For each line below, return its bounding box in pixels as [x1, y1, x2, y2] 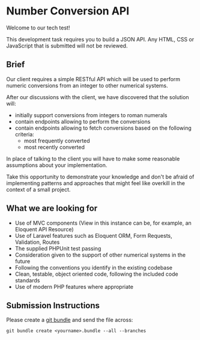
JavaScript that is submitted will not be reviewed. [6, 42, 128, 49]
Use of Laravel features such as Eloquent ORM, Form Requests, [14, 232, 172, 239]
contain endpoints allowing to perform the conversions [14, 118, 151, 125]
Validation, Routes [14, 238, 60, 246]
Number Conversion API [6, 4, 130, 18]
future [14, 257, 31, 265]
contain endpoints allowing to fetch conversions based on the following [14, 124, 192, 132]
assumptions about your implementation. [6, 161, 108, 169]
